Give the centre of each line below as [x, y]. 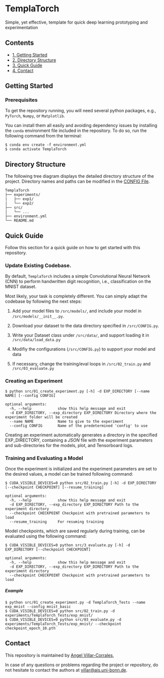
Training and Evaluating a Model [44, 458]
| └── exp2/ [20, 203]
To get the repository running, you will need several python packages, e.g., [81, 111]
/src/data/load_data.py [36, 340]
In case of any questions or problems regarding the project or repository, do [82, 665]
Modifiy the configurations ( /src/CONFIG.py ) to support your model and [84, 349]
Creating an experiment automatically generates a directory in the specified [81, 435]
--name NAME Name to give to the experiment [67, 421]
